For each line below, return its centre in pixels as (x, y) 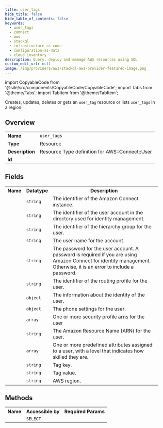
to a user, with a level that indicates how (98, 350)
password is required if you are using (95, 254)
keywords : (15, 23)
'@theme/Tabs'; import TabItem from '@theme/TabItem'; (62, 93)
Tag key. (62, 365)
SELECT (33, 419)
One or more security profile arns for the (98, 316)
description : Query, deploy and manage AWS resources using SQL (71, 59)
